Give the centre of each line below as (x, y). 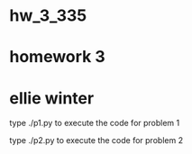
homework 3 (57, 57)
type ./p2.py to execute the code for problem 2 (96, 140)
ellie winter (52, 98)
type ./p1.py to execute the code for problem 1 (95, 123)
